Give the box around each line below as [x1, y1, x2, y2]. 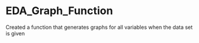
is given [5, 29, 25, 37]
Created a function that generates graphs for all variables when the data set [5, 24, 193, 31]
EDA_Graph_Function [5, 4, 113, 18]
